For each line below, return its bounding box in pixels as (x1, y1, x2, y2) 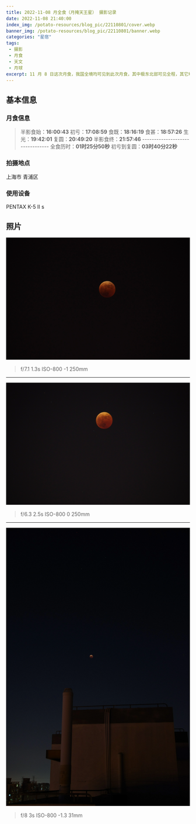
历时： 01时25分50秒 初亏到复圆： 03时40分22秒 (60, 143, 178, 150)
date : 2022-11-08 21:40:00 (6, 15, 72, 22)
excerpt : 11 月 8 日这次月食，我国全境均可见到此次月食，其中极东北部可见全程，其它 (6, 71, 188, 77)
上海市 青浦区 (6, 173, 38, 181)
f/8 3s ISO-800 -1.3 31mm (20, 812, 83, 819)
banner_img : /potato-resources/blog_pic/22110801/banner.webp (6, 28, 160, 34)
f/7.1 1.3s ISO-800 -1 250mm (20, 366, 89, 373)
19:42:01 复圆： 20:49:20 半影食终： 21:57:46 (30, 136, 141, 143)
